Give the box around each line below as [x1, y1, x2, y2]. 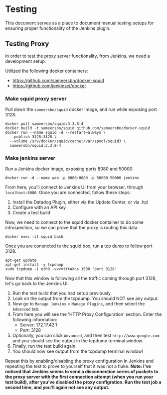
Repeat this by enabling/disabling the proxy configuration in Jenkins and [5, 358, 154, 364]
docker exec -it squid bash [5, 234, 64, 239]
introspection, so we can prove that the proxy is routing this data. [5, 225, 139, 231]
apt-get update [5, 258, 37, 263]
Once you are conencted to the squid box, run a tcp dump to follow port [5, 243, 153, 249]
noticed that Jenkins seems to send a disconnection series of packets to [5, 369, 159, 375]
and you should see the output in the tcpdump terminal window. [12, 338, 144, 344]
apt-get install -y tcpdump [5, 262, 64, 267]
